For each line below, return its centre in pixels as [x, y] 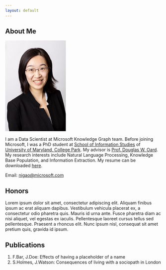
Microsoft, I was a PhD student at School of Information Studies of [73, 145]
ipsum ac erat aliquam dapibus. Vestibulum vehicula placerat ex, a [73, 208]
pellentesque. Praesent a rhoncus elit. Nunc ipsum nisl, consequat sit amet [82, 224]
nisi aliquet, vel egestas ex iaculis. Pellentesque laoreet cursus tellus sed [80, 219]
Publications [25, 245]
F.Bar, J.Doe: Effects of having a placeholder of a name [69, 257]
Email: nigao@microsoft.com [35, 175]
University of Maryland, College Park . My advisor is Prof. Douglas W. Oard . [82, 150]
